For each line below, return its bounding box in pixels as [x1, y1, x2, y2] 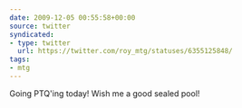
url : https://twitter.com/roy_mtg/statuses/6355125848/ [17, 47, 233, 56]
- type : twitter [9, 38, 71, 48]
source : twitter [9, 22, 71, 31]
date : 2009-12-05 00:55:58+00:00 [9, 13, 136, 22]
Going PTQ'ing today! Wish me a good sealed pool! [9, 87, 200, 99]
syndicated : [9, 30, 54, 39]
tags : [9, 55, 30, 64]
